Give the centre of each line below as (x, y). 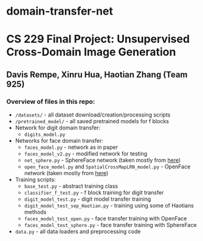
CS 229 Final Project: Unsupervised (98, 39)
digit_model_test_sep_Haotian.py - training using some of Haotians (109, 206)
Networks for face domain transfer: (59, 141)
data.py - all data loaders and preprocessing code (78, 232)
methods (35, 212)
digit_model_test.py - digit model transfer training (88, 199)
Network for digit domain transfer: (58, 128)
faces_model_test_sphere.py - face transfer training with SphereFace (110, 225)
